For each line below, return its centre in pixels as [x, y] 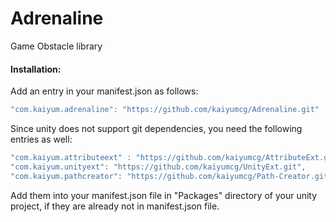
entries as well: [41, 139]
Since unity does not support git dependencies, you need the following [156, 129]
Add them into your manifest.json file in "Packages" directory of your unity [164, 195]
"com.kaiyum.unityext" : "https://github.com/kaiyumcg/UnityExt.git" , [158, 167]
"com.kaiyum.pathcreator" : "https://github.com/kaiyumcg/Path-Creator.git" [171, 176]
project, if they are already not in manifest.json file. [115, 206]
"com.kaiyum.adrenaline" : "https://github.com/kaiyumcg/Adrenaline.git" [165, 110]
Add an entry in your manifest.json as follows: [104, 91]
